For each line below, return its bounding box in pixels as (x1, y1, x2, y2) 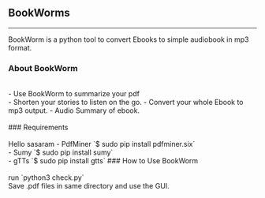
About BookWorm (8, 62, 78, 73)
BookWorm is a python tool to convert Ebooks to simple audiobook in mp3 (8, 35, 249, 44)
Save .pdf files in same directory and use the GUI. (8, 181, 170, 191)
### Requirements (8, 122, 69, 133)
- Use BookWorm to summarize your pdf (8, 89, 140, 99)
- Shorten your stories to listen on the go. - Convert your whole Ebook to (8, 98, 244, 107)
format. (8, 43, 32, 52)
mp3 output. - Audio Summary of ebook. (8, 106, 140, 115)
